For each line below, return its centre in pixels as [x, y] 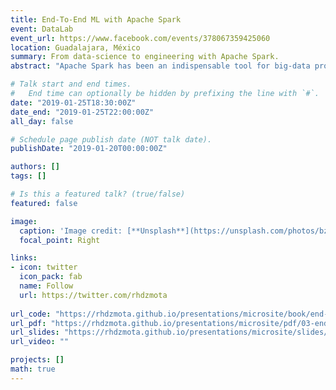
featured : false [44, 203]
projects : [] [37, 360]
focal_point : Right [60, 240]
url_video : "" [40, 342]
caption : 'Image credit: [71, 231]
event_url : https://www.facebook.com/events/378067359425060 [140, 38]
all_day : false [42, 121]
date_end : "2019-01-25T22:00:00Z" [82, 112]
